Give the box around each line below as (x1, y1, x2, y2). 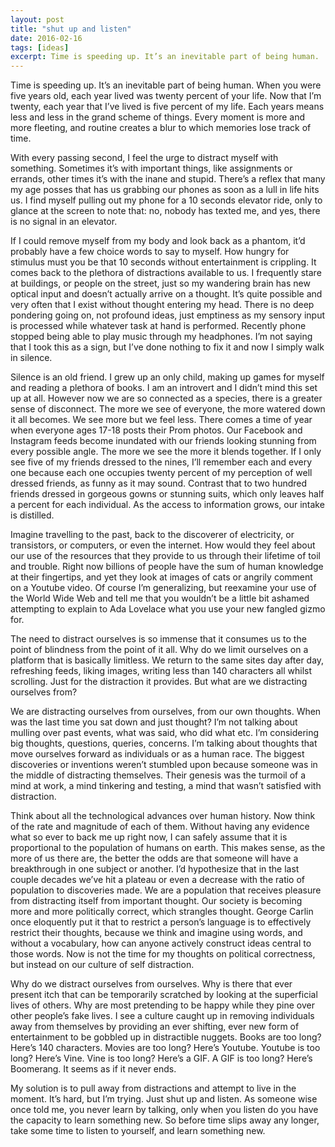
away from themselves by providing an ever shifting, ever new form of (10, 1021, 300, 1033)
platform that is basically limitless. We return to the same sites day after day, (10, 654, 325, 666)
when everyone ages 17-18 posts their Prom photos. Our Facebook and (10, 424, 303, 436)
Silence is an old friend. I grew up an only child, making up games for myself (10, 371, 325, 383)
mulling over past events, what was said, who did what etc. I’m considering (10, 727, 320, 739)
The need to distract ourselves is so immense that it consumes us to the (10, 633, 307, 645)
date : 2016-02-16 (10, 33, 83, 43)
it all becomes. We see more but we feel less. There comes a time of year (10, 414, 313, 426)
